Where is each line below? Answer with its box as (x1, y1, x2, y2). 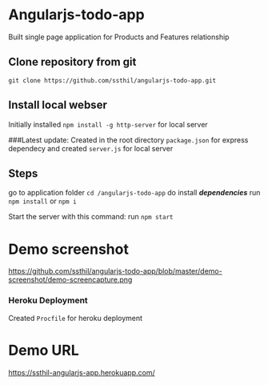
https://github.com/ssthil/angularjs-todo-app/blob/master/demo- (8, 267, 222, 276)
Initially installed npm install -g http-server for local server (8, 119, 208, 129)
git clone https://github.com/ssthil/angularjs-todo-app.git (8, 76, 217, 85)
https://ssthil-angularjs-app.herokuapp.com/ (8, 367, 155, 377)
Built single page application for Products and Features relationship (8, 32, 230, 42)
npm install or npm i (8, 196, 78, 206)
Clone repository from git (8, 55, 137, 69)
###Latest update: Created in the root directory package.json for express (8, 134, 249, 145)
